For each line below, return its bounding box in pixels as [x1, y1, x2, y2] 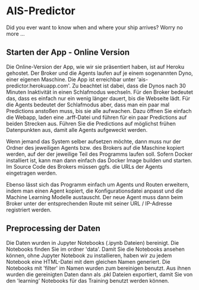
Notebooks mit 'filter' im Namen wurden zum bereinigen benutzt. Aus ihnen [6, 264, 191, 272]
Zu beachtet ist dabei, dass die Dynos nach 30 [72, 82, 186, 89]
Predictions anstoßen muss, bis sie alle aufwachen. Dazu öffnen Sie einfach [6, 107, 192, 114]
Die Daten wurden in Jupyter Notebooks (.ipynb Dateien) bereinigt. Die [6, 239, 179, 246]
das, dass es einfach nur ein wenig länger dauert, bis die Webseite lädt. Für [6, 94, 191, 102]
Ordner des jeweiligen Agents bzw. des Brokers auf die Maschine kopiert [6, 144, 184, 151]
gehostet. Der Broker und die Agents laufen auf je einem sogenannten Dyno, [6, 70, 193, 77]
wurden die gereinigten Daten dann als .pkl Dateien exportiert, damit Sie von [6, 270, 193, 278]
